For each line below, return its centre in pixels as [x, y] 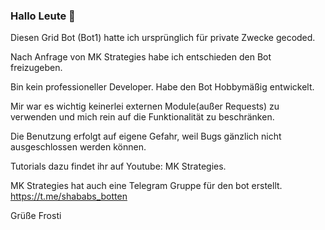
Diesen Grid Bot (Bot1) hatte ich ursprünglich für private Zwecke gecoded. [163, 38]
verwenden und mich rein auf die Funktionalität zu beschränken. [142, 117]
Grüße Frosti [36, 216]
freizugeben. [36, 68]
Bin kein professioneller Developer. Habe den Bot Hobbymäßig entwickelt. [162, 87]
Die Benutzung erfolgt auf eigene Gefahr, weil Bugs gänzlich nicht [146, 136]
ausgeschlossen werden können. [78, 147]
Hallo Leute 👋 [43, 16]
